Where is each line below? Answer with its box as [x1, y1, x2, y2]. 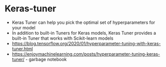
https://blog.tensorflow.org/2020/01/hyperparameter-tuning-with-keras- [11, 40, 161, 46]
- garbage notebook [25, 56, 67, 62]
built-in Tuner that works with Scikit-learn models [11, 35, 114, 41]
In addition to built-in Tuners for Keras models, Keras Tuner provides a [11, 30, 157, 36]
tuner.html [11, 46, 33, 52]
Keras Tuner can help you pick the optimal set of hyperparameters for [11, 19, 156, 25]
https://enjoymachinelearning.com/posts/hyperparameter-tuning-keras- [11, 51, 161, 57]
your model [11, 24, 36, 30]
